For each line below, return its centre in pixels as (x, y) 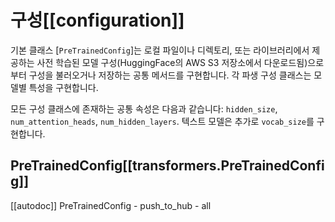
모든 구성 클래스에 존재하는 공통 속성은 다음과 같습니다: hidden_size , (144, 108)
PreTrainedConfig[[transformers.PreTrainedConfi (167, 166)
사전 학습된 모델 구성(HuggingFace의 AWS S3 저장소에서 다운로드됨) (172, 62)
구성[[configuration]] (97, 20)
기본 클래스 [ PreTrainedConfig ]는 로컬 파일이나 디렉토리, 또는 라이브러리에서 (160, 50)
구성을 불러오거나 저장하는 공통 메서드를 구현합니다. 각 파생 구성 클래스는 (170, 75)
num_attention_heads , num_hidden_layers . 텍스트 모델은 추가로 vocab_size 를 (162, 121)
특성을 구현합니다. (63, 87)
